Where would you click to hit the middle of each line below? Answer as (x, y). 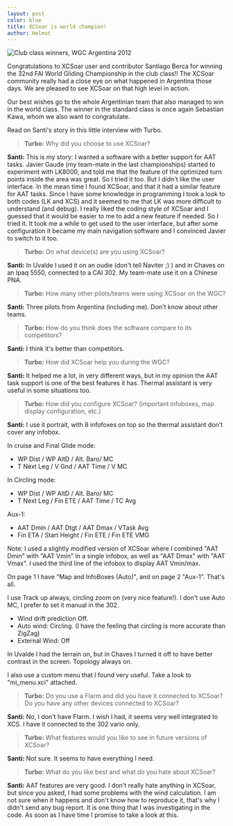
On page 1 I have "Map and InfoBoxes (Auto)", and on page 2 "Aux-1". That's (116, 577)
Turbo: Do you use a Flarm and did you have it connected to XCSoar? (123, 696)
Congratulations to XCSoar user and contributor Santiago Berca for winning (115, 66)
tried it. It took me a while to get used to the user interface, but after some (113, 224)
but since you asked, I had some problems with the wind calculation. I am (112, 793)
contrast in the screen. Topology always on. (70, 662)
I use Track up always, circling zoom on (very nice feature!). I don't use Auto (116, 598)
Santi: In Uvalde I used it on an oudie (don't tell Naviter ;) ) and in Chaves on (116, 266)
